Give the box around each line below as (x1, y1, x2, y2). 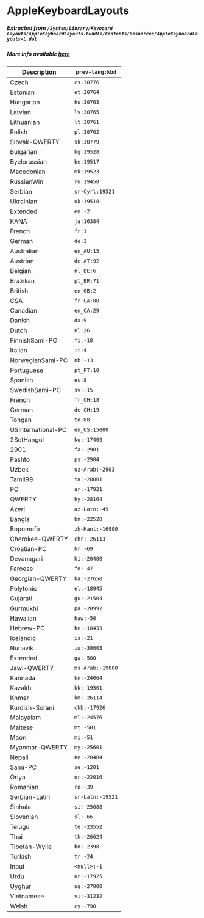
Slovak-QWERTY (10, 137, 60, 146)
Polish (10, 128, 28, 136)
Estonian (10, 88, 35, 97)
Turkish (10, 852, 32, 861)
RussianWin (10, 177, 44, 186)
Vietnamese (10, 892, 44, 900)
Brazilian (10, 276, 35, 285)
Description (21, 68, 57, 76)
